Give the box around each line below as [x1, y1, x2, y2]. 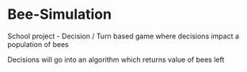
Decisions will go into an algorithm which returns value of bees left [7, 55, 225, 64]
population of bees [7, 39, 69, 49]
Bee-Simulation [7, 5, 112, 23]
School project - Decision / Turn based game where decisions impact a [7, 31, 239, 41]
